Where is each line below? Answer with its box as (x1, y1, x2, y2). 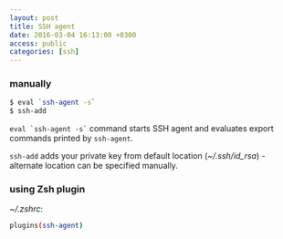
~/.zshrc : (9, 203, 44, 214)
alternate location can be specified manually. (9, 161, 178, 171)
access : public (9, 38, 68, 48)
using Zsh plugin (9, 183, 86, 196)
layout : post (9, 13, 59, 23)
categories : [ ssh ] (9, 47, 79, 57)
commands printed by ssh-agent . (9, 133, 134, 144)
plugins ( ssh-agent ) (9, 221, 84, 231)
